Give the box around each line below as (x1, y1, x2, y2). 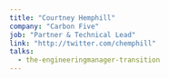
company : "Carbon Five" (9, 22, 100, 31)
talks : (9, 47, 35, 56)
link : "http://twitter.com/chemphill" (9, 38, 156, 48)
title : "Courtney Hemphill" (9, 13, 116, 23)
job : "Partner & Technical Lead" (9, 30, 136, 39)
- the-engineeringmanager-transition (17, 55, 161, 64)
